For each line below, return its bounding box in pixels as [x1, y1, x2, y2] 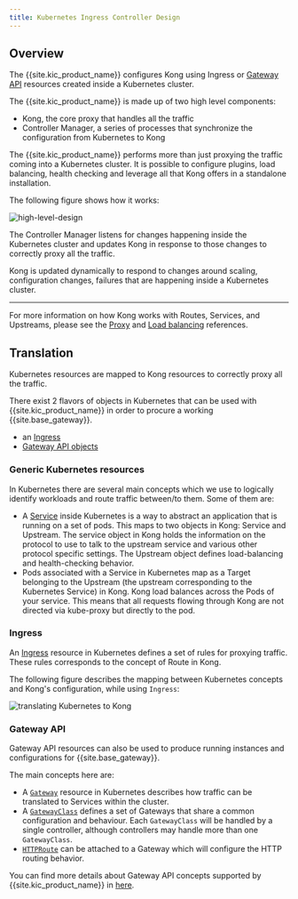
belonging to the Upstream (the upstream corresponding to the [21, 576, 253, 587]
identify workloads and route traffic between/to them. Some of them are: [9, 493, 275, 503]
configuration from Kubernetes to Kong [21, 132, 166, 143]
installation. [9, 178, 51, 189]
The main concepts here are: [9, 770, 114, 781]
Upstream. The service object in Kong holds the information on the [21, 529, 266, 540]
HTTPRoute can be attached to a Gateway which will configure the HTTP [21, 844, 282, 855]
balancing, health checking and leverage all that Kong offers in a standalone [9, 168, 286, 179]
